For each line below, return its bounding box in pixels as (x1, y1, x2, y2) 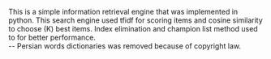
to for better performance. (8, 32, 96, 42)
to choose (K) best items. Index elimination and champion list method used (8, 24, 258, 33)
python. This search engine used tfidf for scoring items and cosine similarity (8, 15, 264, 25)
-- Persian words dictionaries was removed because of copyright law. (8, 41, 242, 51)
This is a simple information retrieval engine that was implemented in (8, 7, 239, 16)
